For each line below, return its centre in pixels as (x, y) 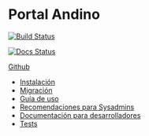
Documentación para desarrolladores (80, 115)
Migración (36, 90)
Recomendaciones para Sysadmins (77, 107)
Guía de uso (39, 98)
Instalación (37, 82)
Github (19, 66)
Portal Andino (54, 15)
